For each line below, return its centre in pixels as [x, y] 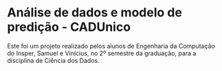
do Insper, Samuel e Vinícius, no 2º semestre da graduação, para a [102, 53]
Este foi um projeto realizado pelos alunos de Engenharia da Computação [111, 46]
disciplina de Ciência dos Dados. [53, 60]
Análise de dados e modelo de [95, 13]
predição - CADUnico [69, 27]
